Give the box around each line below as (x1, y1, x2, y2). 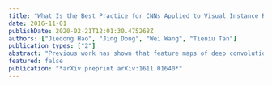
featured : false (8, 57, 63, 66)
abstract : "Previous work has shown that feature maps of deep (8, 49, 227, 57)
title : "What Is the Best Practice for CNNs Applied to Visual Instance (8, 11, 259, 20)
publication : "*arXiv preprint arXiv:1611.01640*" (8, 65, 183, 73)
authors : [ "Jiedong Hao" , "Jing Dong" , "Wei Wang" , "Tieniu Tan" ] (8, 34, 237, 43)
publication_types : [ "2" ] (8, 42, 96, 50)
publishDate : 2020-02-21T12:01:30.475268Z (8, 27, 154, 35)
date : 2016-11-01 (8, 19, 67, 28)
